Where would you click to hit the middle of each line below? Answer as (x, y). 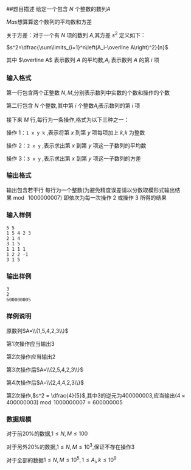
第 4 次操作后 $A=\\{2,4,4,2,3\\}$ (45, 382)
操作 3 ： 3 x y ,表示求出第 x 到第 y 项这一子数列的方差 (74, 158)
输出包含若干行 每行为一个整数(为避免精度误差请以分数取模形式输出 (91, 190)
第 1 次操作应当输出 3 (30, 343)
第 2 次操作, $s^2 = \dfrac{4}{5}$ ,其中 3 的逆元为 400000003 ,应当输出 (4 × (96, 395)
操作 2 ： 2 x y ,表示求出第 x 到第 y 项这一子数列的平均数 (76, 146)
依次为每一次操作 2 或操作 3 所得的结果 (118, 197)
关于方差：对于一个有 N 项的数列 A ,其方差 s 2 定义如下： (76, 34)
